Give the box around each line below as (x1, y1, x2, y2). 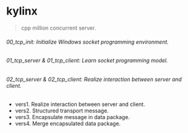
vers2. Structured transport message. (15, 107, 109, 114)
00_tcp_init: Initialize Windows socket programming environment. (6, 38, 169, 45)
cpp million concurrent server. (21, 24, 96, 31)
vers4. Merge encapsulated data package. (15, 120, 121, 128)
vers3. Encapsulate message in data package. (15, 114, 130, 121)
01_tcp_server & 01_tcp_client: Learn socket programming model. (6, 57, 168, 64)
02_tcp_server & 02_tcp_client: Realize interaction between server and (6, 76, 182, 83)
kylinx (6, 4, 38, 18)
